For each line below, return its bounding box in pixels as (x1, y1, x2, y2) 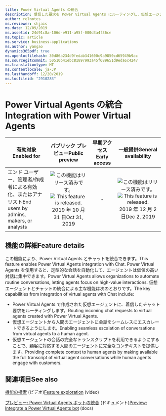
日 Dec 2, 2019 (121, 213, 156, 220)
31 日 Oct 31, (53, 214, 84, 221)
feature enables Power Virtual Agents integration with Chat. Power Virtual (5, 261, 155, 267)
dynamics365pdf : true (5, 48, 50, 53)
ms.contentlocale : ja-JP (5, 67, 56, 72)
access (93, 159, 111, 166)
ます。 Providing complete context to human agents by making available (12, 349, 158, 355)
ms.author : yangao (5, 44, 43, 49)
